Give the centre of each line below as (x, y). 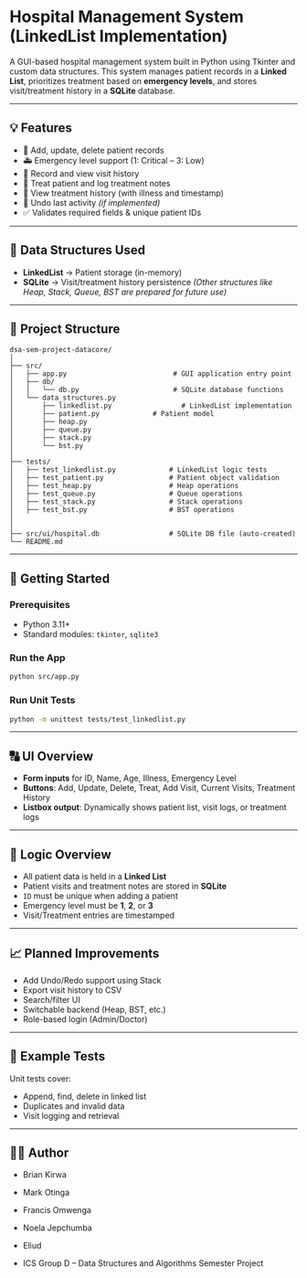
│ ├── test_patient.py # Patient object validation (145, 478)
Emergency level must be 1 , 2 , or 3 (88, 906)
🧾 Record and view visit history (81, 173)
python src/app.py (44, 677)
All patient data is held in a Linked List (95, 877)
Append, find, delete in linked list (85, 1096)
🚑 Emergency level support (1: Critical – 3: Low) (113, 160)
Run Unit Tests (42, 700)
